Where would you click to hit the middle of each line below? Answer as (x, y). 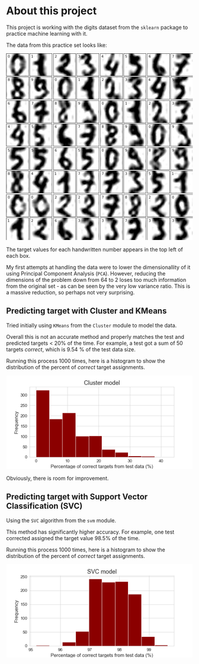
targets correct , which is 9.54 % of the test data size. (71, 349)
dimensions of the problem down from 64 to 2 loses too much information (96, 280)
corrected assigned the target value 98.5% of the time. (73, 538)
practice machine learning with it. (47, 33)
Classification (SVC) (44, 506)
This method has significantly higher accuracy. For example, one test (90, 532)
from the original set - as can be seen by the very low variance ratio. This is (98, 286)
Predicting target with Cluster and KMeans (86, 311)
